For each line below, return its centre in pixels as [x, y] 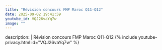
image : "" [15, 23]
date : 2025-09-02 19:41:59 [33, 14]
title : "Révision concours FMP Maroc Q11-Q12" [54, 10]
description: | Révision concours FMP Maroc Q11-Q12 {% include [71, 37]
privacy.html [18, 43]
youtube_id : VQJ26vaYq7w [31, 19]
